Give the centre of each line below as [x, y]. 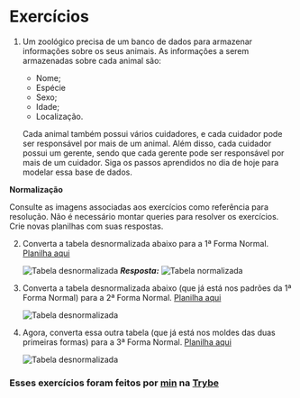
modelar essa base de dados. [77, 172]
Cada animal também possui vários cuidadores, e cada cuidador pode [152, 133]
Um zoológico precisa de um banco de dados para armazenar [137, 41]
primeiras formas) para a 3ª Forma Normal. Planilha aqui [127, 342]
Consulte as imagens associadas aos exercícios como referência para [139, 207]
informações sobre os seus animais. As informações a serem [136, 50]
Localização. [59, 116]
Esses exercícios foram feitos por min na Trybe [114, 383]
